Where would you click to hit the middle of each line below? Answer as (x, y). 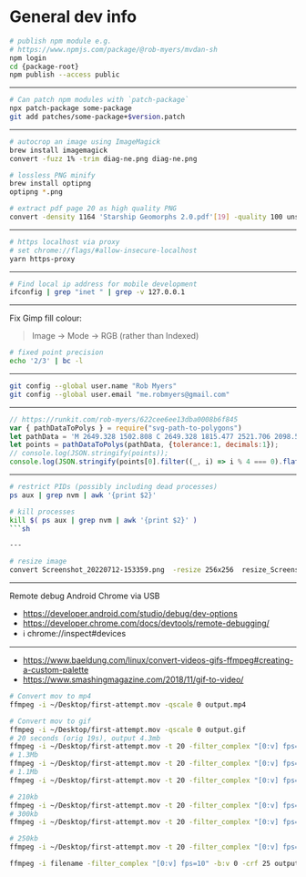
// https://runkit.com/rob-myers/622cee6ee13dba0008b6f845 (124, 419)
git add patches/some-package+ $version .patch (97, 117)
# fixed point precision (56, 352)
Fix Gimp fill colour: (46, 318)
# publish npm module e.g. (61, 41)
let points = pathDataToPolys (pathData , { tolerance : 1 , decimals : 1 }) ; (144, 445)
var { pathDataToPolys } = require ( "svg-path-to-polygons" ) (126, 428)
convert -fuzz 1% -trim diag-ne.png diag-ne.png (103, 158)
